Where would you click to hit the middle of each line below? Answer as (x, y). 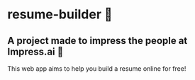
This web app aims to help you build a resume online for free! (97, 69)
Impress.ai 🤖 (35, 51)
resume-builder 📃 (60, 15)
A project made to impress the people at (97, 41)
